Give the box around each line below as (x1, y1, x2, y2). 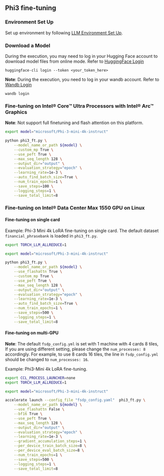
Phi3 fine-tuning (5, 4, 56, 12)
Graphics (5, 108, 27, 115)
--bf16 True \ (14, 412, 43, 417)
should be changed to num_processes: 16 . (5, 356, 89, 362)
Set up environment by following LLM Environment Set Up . (5, 29, 123, 36)
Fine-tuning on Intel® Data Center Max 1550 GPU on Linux (5, 205, 145, 212)
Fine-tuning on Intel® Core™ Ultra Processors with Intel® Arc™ (5, 103, 154, 109)
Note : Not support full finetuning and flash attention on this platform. (5, 120, 143, 126)
